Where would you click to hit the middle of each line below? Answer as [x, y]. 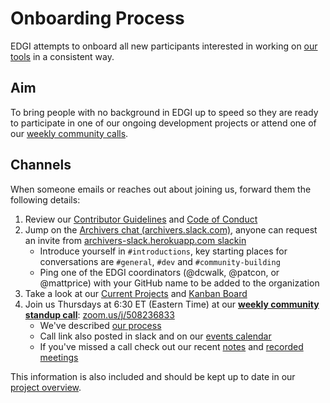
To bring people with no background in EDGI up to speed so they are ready [164, 112]
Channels [41, 165]
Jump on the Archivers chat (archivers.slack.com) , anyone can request [171, 229]
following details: [45, 199]
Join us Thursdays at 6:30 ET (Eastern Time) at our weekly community [172, 304]
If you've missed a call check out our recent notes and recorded [171, 346]
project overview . [46, 387]
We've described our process [100, 325]
